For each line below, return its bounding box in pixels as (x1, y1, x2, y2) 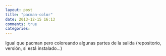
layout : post (5, 7, 33, 13)
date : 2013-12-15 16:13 (5, 17, 56, 22)
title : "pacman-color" (5, 12, 53, 17)
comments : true (5, 21, 37, 27)
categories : (5, 26, 30, 31)
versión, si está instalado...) (5, 45, 63, 51)
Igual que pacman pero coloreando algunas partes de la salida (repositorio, (5, 40, 161, 46)
